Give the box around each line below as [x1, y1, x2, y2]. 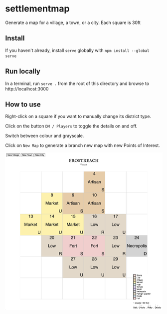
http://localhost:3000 [5, 85, 49, 91]
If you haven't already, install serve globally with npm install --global [5, 47, 150, 53]
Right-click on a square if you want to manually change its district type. [5, 113, 151, 119]
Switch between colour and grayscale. [5, 133, 84, 139]
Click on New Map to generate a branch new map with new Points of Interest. [5, 142, 161, 148]
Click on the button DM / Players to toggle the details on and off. [5, 123, 138, 129]
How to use [5, 100, 41, 108]
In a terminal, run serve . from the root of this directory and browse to [5, 80, 150, 86]
